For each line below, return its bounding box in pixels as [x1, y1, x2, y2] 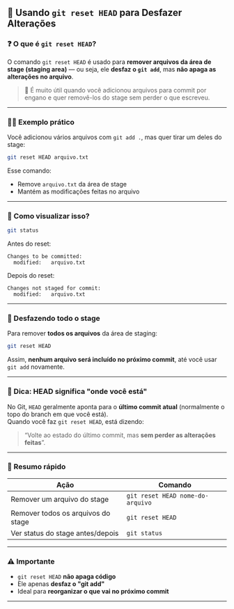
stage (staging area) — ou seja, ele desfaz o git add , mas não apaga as [7, 65, 217, 73]
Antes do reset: [7, 239, 52, 248]
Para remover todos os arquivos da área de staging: [7, 329, 158, 338]
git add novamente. [7, 363, 65, 371]
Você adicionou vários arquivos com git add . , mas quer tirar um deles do [7, 133, 222, 141]
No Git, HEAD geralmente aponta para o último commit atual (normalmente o [7, 402, 225, 411]
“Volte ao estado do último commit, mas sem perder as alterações [24, 431, 216, 439]
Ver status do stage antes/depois [10, 528, 119, 538]
